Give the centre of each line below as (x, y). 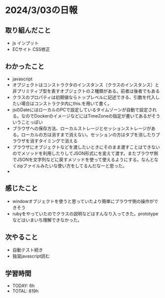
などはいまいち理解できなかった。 (47, 220)
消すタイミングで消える (54, 141)
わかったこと (25, 67)
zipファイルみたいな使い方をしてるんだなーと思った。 (72, 165)
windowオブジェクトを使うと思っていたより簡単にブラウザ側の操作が (83, 201)
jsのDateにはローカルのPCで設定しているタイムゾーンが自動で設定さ (82, 110)
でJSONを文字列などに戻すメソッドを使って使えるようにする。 (77, 159)
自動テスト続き (27, 250)
